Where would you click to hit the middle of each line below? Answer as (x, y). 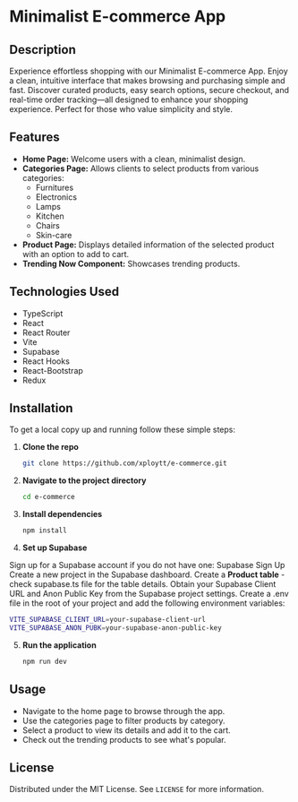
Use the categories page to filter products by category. (123, 720)
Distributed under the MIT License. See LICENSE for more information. (136, 789)
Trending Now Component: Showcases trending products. (131, 263)
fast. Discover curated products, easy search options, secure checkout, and (149, 90)
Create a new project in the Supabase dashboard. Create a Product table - (147, 574)
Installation (41, 408)
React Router (46, 332)
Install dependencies (62, 514)
